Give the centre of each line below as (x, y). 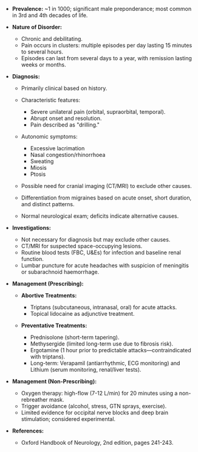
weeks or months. (43, 64)
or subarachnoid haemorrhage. (60, 272)
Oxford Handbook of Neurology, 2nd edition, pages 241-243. (97, 443)
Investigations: (32, 228)
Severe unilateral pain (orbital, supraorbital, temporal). (98, 112)
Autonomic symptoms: (49, 137)
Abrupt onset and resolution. (66, 118)
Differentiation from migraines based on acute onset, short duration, (106, 198)
